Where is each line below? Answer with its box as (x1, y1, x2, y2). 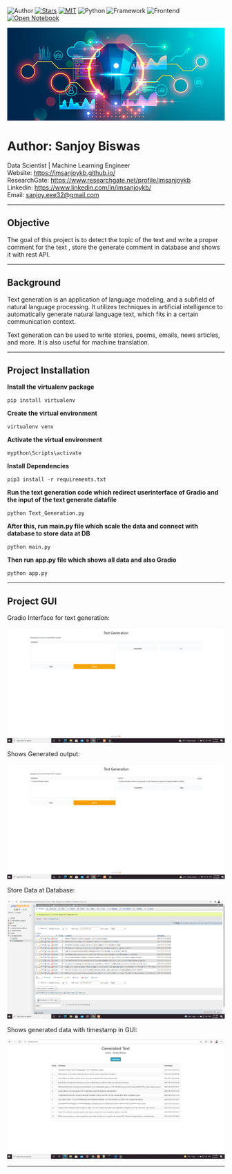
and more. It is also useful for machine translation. (7, 338, 150, 346)
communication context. (7, 317, 76, 325)
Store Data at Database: (7, 886, 75, 894)
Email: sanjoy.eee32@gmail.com (7, 191, 99, 199)
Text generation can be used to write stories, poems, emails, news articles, (7, 331, 220, 339)
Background (7, 277, 61, 288)
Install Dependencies (7, 462, 70, 470)
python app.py (7, 570, 48, 577)
